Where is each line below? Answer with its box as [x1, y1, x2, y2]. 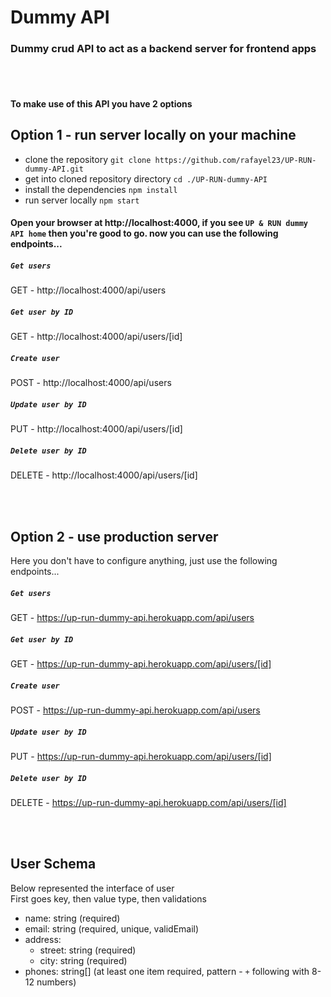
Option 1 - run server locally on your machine [10, 127, 297, 144]
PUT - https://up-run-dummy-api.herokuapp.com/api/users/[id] [10, 751, 272, 763]
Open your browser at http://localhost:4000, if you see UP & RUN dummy [10, 217, 309, 229]
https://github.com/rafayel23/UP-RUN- [154, 155, 317, 165]
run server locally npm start [24, 194, 140, 206]
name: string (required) [24, 912, 121, 924]
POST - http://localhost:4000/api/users [10, 377, 172, 389]
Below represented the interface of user [10, 882, 175, 894]
